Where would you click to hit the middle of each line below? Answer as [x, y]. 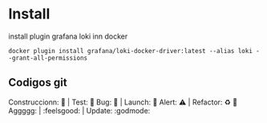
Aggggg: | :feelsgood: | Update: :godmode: [79, 110]
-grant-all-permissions [48, 58]
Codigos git [38, 82]
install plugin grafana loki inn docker [68, 36]
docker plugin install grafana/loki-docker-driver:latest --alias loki [130, 51]
